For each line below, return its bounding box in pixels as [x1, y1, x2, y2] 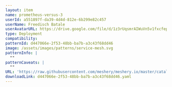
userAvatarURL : [5, 27, 38, 32]
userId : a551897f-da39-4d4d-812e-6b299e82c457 [5, 17, 106, 22]
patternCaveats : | [5, 60, 45, 65]
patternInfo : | [5, 50, 38, 55]
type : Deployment [5, 31, 42, 36]
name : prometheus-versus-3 [5, 12, 63, 17]
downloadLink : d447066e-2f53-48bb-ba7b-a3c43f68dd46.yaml [5, 74, 132, 79]
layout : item [5, 7, 33, 13]
